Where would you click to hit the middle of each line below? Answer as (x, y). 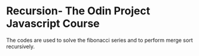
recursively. (21, 46)
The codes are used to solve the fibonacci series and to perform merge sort (99, 40)
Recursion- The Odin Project (78, 11)
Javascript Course (53, 24)
